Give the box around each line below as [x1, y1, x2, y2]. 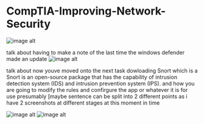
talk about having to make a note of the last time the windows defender [6, 48, 185, 56]
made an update [6, 55, 47, 62]
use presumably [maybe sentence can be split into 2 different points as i [6, 93, 188, 100]
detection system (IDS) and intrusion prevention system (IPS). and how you [6, 80, 195, 87]
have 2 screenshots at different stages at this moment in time [6, 99, 160, 106]
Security [6, 17, 51, 31]
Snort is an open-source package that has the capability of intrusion [6, 73, 178, 80]
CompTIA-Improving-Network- [6, 4, 166, 18]
